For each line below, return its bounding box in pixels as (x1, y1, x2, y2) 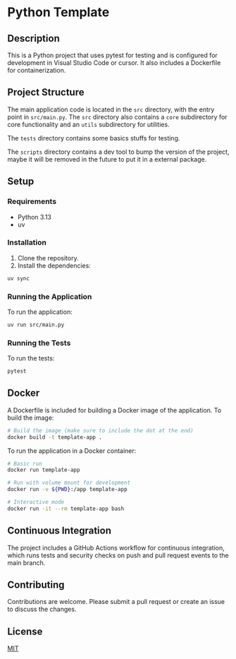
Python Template (7, 4, 110, 20)
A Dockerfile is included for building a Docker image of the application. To (7, 406, 222, 414)
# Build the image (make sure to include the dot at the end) (7, 427, 194, 434)
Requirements (7, 197, 57, 207)
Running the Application (7, 291, 92, 301)
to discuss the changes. (7, 605, 77, 614)
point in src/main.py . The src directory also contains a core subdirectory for (7, 112, 228, 121)
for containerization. (7, 66, 66, 74)
